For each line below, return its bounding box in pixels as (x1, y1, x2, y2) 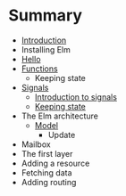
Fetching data (21, 167, 72, 178)
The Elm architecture (21, 110, 99, 121)
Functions (21, 63, 59, 74)
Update (47, 129, 76, 140)
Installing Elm (21, 44, 71, 54)
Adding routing (21, 176, 77, 187)
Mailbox (21, 139, 51, 150)
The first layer (21, 148, 73, 159)
